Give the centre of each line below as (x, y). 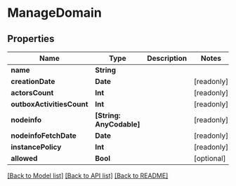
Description (167, 58)
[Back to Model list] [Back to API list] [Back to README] (88, 176)
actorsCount (32, 93)
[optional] (210, 158)
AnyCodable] (117, 124)
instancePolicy (36, 147)
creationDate (33, 81)
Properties (31, 39)
